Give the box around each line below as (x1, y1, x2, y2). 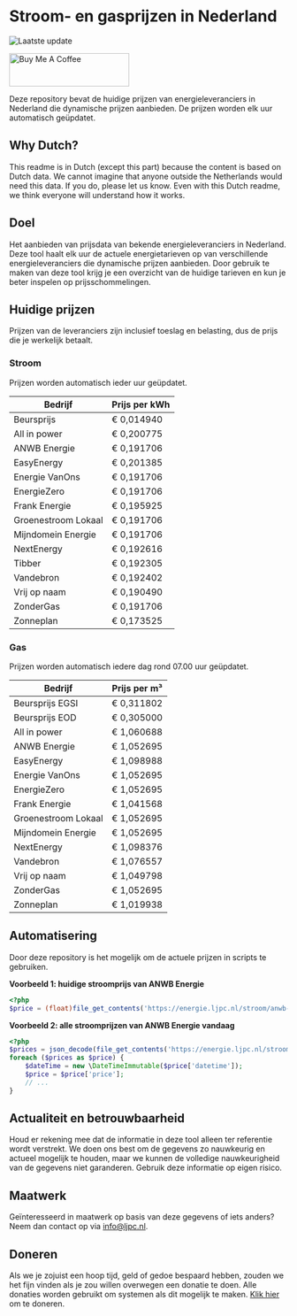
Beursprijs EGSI (13, 696, 79, 709)
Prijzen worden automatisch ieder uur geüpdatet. (9, 377, 187, 388)
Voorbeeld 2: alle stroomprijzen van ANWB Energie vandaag (9, 1020, 235, 1030)
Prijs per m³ (111, 681, 164, 694)
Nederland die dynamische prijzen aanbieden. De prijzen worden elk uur (9, 103, 273, 113)
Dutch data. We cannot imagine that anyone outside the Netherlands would (9, 171, 283, 181)
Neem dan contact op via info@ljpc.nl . (9, 1221, 148, 1232)
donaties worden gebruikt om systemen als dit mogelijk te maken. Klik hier (9, 1289, 280, 1300)
